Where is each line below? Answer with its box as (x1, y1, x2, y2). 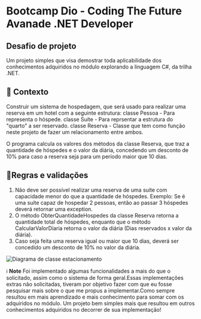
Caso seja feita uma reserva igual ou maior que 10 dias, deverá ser (14, 237, 179, 245)
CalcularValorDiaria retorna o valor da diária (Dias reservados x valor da (14, 224, 193, 232)
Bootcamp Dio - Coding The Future (6, 4, 182, 18)
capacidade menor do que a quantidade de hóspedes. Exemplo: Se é (14, 192, 185, 199)
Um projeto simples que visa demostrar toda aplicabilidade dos (6, 57, 162, 64)
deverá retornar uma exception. (14, 205, 93, 213)
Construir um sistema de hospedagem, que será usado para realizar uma (6, 103, 187, 110)
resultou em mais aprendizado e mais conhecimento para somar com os (6, 293, 184, 300)
